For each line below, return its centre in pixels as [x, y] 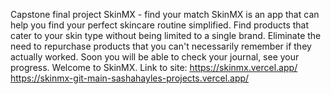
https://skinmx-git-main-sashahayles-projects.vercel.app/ [130, 78]
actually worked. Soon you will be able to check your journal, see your [155, 57]
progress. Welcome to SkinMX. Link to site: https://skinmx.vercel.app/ [154, 67]
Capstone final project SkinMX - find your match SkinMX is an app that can [165, 14]
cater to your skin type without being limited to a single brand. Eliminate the [166, 35]
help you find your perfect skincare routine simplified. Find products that [160, 25]
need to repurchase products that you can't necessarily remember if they [161, 46]
